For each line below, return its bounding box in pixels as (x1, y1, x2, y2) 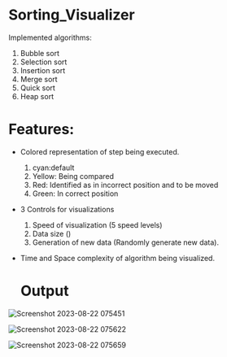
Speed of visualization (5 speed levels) (32, 220, 163, 229)
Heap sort (20, 91, 55, 101)
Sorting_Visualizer (8, 6, 136, 24)
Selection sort (20, 57, 68, 67)
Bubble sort (20, 48, 59, 58)
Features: (8, 120, 75, 139)
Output (20, 282, 69, 300)
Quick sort (20, 83, 55, 93)
